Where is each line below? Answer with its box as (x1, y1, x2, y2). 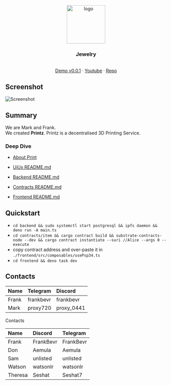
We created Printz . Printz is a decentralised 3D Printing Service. (5, 130, 141, 136)
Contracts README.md (12, 184, 62, 190)
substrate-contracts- (116, 233, 162, 238)
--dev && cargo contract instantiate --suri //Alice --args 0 (24, 238, 160, 243)
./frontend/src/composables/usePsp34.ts (12, 253, 100, 258)
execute (12, 242, 29, 247)
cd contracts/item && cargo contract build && (12, 233, 114, 238)
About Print (12, 154, 37, 161)
